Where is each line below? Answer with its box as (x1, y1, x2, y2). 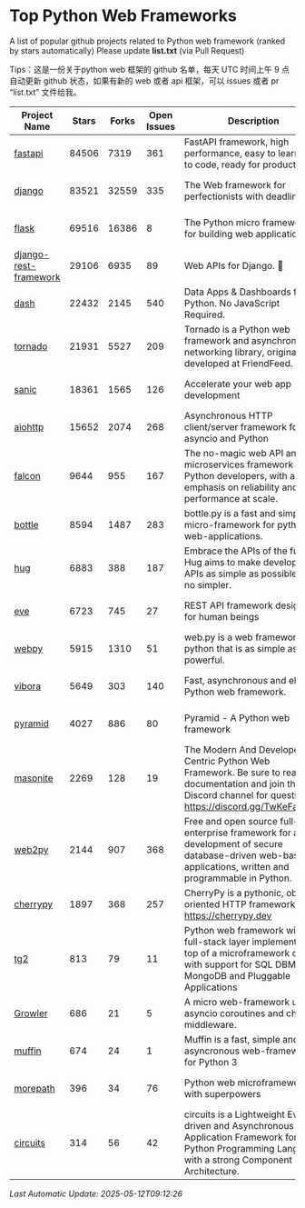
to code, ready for (184, 158, 261, 171)
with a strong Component (184, 1153, 293, 1166)
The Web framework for (184, 178, 286, 191)
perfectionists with (184, 190, 264, 203)
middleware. (184, 1018, 237, 1031)
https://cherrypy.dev (184, 909, 272, 922)
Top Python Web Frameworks (9, 5, 238, 26)
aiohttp (14, 420, 44, 433)
